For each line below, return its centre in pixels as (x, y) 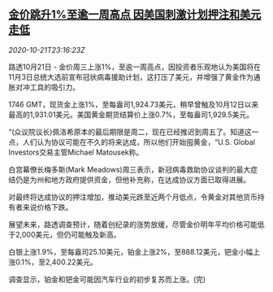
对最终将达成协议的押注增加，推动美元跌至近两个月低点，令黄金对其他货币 (133, 197)
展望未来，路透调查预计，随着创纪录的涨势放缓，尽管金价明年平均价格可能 (133, 224)
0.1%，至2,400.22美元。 (56, 262)
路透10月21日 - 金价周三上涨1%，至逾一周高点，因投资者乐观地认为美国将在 (135, 67)
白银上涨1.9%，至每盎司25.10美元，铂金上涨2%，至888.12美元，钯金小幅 (131, 251)
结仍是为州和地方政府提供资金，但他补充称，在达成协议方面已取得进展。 (129, 179)
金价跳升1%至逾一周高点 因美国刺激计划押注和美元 (135, 15)
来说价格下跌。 (48, 207)
